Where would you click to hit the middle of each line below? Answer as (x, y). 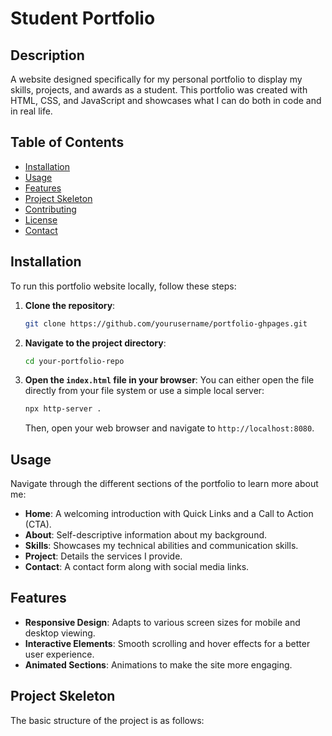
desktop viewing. (60, 633)
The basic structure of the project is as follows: (107, 720)
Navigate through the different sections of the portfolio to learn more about (164, 484)
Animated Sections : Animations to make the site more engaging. (158, 664)
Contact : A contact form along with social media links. (137, 567)
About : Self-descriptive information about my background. (146, 535)
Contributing (50, 209)
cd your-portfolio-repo (74, 361)
